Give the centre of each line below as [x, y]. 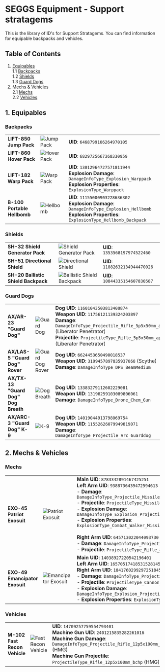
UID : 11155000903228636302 [99, 197]
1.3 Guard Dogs [28, 81]
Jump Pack [21, 145]
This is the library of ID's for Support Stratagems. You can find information [80, 33]
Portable [18, 209]
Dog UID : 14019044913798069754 [92, 418]
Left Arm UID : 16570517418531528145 [119, 564]
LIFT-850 [19, 139]
